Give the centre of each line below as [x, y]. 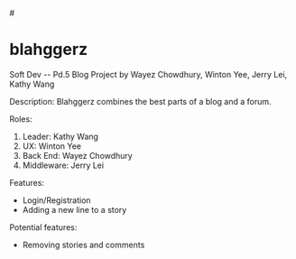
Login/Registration [57, 200]
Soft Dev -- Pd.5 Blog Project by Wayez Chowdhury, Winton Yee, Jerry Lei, [148, 74]
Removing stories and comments [83, 245]
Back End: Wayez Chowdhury [77, 155]
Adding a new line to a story [74, 209]
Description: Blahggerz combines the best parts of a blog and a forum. [141, 101]
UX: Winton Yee [51, 146]
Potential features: [43, 227]
